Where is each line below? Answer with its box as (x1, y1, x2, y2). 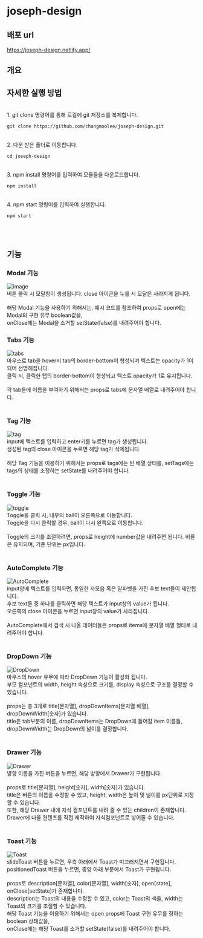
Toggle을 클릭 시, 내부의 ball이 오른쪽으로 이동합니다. (7, 511, 132, 518)
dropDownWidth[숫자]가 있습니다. (7, 710, 89, 717)
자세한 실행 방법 (7, 88, 62, 98)
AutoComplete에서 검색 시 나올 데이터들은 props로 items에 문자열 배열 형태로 (7, 622, 191, 629)
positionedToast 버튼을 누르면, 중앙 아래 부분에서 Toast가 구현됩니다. (7, 865, 172, 873)
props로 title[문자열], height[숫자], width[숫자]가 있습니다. (7, 783, 146, 790)
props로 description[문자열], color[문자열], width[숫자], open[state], (7, 879, 172, 887)
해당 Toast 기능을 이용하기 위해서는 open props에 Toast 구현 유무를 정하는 (7, 910, 184, 917)
